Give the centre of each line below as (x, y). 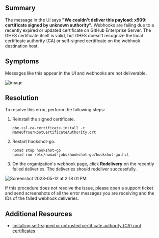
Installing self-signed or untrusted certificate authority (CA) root (77, 226)
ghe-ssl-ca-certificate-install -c (49, 128)
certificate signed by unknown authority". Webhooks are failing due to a (79, 25)
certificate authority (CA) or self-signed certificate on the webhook (73, 41)
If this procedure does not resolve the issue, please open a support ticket (79, 188)
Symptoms (22, 61)
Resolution (22, 98)
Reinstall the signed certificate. (43, 119)
